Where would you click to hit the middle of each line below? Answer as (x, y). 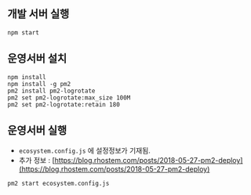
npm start (24, 32)
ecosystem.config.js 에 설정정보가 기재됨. (84, 150)
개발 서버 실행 (38, 14)
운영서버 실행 (37, 130)
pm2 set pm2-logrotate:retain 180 (64, 104)
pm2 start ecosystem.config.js (58, 184)
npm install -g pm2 (39, 84)
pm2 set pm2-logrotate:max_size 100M (69, 97)
